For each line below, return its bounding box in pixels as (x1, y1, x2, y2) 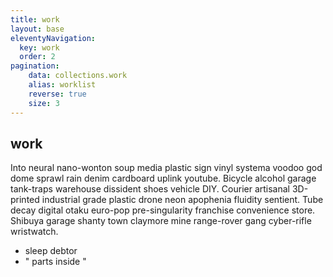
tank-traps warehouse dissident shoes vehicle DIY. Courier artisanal (10, 183, 290, 195)
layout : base (10, 24, 65, 34)
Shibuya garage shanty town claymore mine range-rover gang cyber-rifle (10, 215, 312, 227)
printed (10, 194, 40, 206)
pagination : (10, 61, 60, 71)
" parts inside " (24, 256, 87, 268)
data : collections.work (28, 71, 128, 81)
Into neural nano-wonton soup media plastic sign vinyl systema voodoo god (10, 162, 323, 174)
